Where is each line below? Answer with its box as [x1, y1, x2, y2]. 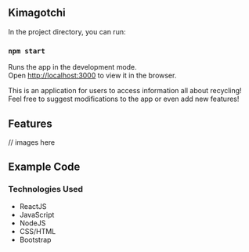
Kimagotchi [8, 6, 67, 20]
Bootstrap [19, 235, 52, 244]
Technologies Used [8, 184, 84, 195]
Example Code [8, 160, 81, 174]
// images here [8, 137, 56, 147]
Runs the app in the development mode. [8, 63, 137, 72]
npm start [8, 46, 45, 56]
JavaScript [19, 210, 55, 219]
